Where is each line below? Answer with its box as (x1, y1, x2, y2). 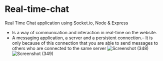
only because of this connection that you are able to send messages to (11, 40, 158, 46)
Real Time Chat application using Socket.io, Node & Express (4, 20, 128, 26)
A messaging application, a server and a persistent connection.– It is (11, 35, 153, 41)
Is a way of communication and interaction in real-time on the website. (11, 29, 157, 35)
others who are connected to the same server (11, 45, 106, 51)
